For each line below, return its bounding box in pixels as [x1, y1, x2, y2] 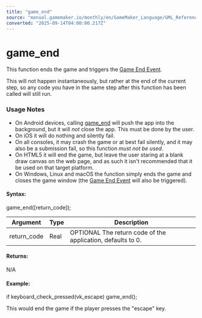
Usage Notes [6, 105, 45, 114]
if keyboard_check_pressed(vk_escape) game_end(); [6, 293, 137, 301]
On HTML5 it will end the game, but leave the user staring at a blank [14, 151, 184, 158]
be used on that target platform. [14, 164, 94, 171]
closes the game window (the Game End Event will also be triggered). [14, 176, 188, 184]
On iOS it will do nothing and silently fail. [14, 132, 115, 139]
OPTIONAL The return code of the [70, 228, 167, 237]
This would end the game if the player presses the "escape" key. [6, 305, 167, 312]
